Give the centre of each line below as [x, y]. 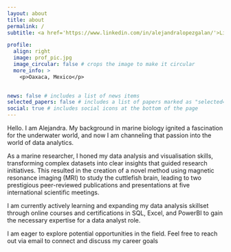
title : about [26, 20]
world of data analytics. [41, 142]
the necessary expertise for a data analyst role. [74, 220]
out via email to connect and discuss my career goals [82, 241]
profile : [20, 45]
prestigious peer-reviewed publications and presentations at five [99, 185]
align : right [32, 51]
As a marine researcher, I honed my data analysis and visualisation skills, [110, 156]
